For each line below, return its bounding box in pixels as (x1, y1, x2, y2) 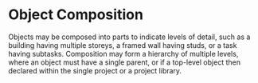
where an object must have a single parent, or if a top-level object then (8, 57, 241, 67)
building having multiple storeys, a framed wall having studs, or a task (8, 40, 237, 49)
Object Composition (8, 6, 143, 24)
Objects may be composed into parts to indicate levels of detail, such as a (8, 32, 251, 41)
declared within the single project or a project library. (8, 65, 182, 75)
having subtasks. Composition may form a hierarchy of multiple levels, (8, 49, 239, 58)
